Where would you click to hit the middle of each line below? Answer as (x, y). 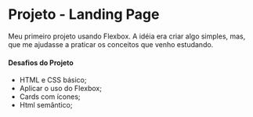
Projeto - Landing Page (84, 15)
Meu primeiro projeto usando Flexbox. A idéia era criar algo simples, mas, (127, 36)
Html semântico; (46, 105)
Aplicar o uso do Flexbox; (60, 89)
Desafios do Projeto (41, 62)
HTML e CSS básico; (53, 80)
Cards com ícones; (50, 97)
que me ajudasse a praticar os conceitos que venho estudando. (111, 44)
